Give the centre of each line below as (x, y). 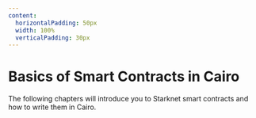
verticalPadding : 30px (53, 38)
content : (23, 15)
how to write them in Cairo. (52, 107)
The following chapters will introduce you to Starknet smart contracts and (128, 99)
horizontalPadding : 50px (56, 23)
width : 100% (35, 30)
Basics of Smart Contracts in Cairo (124, 77)
